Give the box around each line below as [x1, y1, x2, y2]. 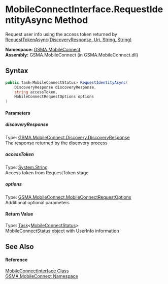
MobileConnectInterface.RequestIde [5, 4, 163, 15]
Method [54, 14, 88, 26]
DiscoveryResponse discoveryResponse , [14, 85, 96, 90]
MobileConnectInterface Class [5, 268, 69, 274]
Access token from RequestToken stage [5, 169, 89, 176]
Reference [5, 257, 28, 263]
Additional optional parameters [5, 199, 70, 205]
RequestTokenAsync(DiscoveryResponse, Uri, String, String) [5, 37, 132, 43]
